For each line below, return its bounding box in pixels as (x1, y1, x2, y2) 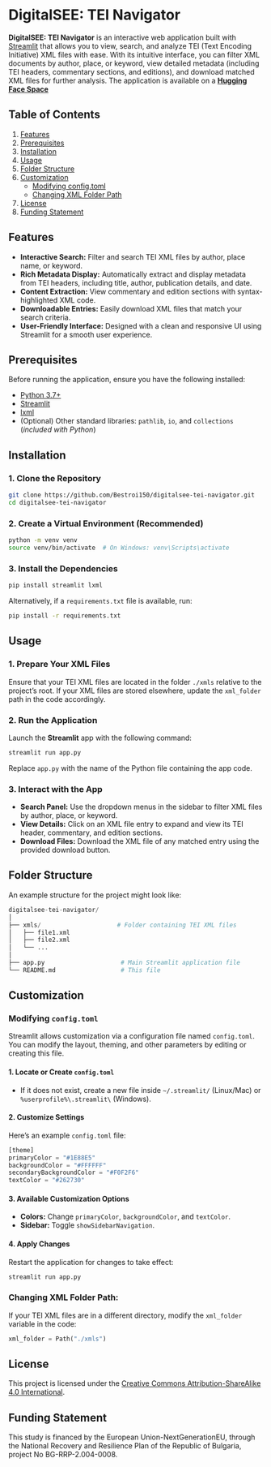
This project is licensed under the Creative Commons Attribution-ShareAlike (8, 1379, 261, 1388)
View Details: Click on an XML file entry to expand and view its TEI (19, 820, 244, 829)
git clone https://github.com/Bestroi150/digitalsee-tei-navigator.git (8, 491, 255, 500)
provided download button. (19, 845, 111, 855)
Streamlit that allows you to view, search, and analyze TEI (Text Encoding (8, 41, 252, 50)
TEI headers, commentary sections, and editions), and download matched (8, 67, 255, 76)
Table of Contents (8, 108, 101, 122)
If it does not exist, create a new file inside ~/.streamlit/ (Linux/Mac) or (19, 1085, 261, 1095)
